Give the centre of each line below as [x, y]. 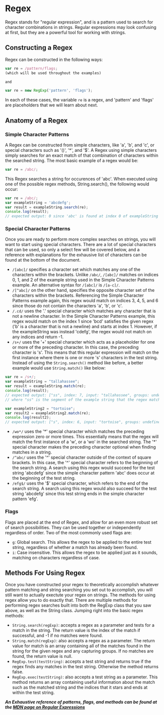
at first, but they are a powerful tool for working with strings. [65, 32]
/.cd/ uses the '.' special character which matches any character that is [84, 311]
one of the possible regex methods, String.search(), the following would [77, 184]
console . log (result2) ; [28, 418]
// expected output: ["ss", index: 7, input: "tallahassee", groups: [77, 395]
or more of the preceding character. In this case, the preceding [75, 347]
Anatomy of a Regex [36, 120]
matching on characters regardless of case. [56, 557]
